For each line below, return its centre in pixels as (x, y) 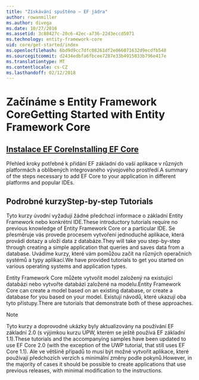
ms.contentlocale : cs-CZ (37, 67)
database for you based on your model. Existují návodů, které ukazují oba (96, 297)
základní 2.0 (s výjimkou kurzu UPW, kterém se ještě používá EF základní (96, 333)
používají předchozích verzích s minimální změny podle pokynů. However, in (99, 358)
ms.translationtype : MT (36, 61)
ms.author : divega (29, 23)
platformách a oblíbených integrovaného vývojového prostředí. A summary (97, 170)
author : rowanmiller (32, 17)
